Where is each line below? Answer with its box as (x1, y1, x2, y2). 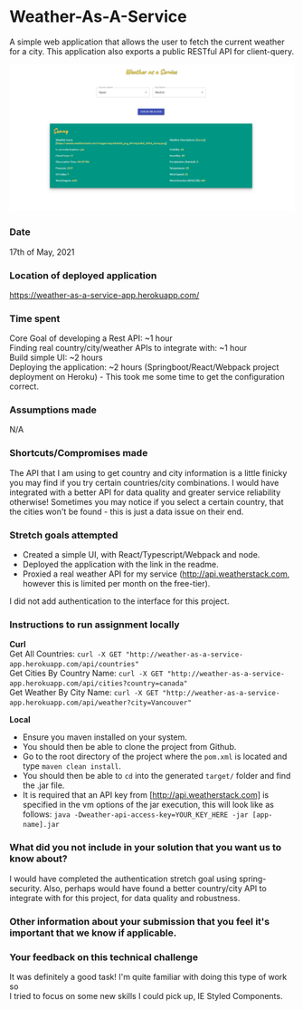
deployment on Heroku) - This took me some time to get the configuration (9, 372, 285, 383)
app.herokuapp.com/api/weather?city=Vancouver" (9, 698, 193, 708)
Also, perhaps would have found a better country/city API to (43, 882, 267, 894)
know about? (9, 852, 68, 865)
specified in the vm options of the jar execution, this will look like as (22, 800, 274, 811)
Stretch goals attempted (9, 529, 118, 541)
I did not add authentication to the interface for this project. (9, 596, 230, 607)
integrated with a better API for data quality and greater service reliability (9, 487, 281, 498)
